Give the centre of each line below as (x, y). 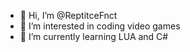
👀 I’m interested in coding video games (100, 26)
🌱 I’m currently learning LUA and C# (94, 36)
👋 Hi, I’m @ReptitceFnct (68, 15)
